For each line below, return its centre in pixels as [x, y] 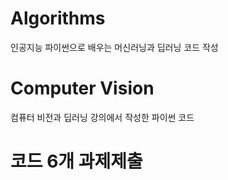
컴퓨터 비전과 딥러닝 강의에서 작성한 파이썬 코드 [102, 117]
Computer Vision [82, 88]
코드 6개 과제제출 [76, 161]
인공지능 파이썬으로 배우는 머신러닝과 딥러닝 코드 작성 [114, 47]
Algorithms [58, 18]
